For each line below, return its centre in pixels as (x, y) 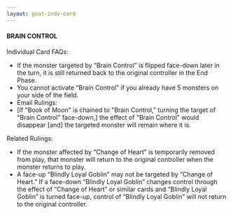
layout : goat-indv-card (41, 14)
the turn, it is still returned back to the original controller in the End (112, 72)
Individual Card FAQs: (38, 51)
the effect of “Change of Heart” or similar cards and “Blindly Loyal (112, 189)
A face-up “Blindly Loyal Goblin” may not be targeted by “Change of (115, 174)
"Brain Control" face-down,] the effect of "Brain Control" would (108, 117)
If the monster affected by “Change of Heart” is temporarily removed (115, 152)
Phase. (27, 80)
